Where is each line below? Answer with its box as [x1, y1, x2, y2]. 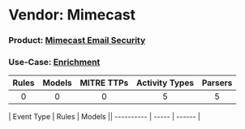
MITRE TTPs [80, 77, 129, 88]
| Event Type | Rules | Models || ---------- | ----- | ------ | [8, 112, 201, 122]
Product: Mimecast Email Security [8, 35, 146, 46]
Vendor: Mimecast [8, 6, 136, 24]
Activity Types [136, 77, 195, 88]
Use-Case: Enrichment [8, 57, 101, 68]
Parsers [201, 77, 233, 88]
